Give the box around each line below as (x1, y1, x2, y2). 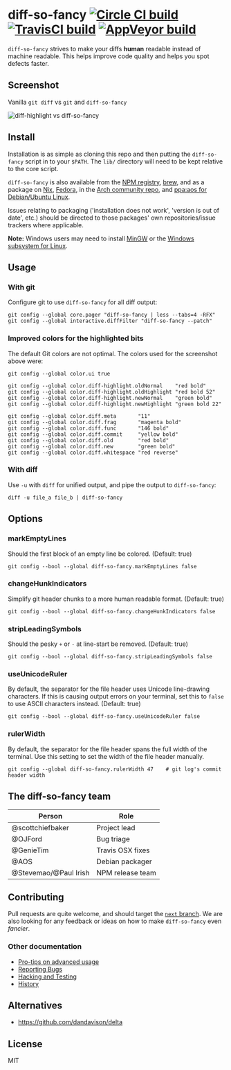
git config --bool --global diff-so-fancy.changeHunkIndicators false (8, 608, 216, 615)
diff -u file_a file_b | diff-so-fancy (8, 494, 123, 501)
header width (8, 771, 46, 779)
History (17, 979, 39, 988)
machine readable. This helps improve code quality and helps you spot (8, 52, 210, 60)
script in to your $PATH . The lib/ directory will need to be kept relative (24, 157, 223, 166)
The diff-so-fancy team (8, 791, 111, 802)
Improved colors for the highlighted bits (8, 333, 144, 343)
